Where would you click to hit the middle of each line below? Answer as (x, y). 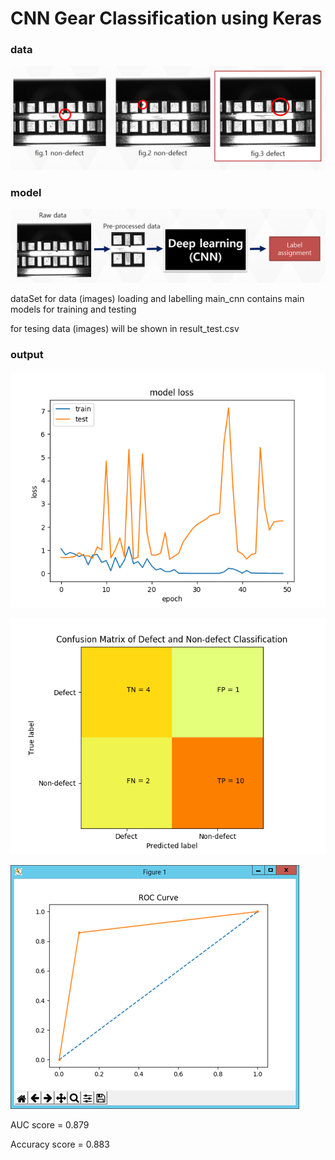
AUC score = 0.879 (50, 1124)
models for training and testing (73, 309)
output (27, 355)
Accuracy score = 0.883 (60, 1144)
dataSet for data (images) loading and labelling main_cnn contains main (157, 299)
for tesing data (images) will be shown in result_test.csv (125, 329)
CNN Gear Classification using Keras (166, 18)
